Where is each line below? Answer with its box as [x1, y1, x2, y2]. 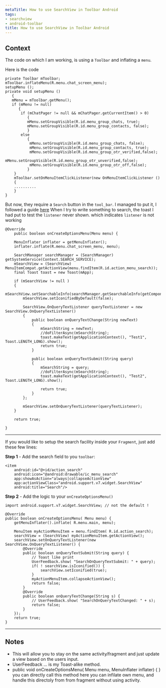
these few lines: [5, 444, 38, 450]
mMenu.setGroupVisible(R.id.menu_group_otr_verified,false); [29, 149, 158, 155]
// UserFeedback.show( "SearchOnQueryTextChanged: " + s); [31, 598, 156, 603]
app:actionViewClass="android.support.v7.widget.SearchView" [14, 480, 142, 486]
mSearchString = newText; [40, 326, 94, 331]
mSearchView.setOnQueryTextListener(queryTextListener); [23, 404, 142, 409]
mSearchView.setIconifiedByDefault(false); [23, 296, 114, 301]
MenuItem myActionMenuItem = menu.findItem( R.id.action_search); [14, 529, 154, 534]
